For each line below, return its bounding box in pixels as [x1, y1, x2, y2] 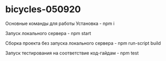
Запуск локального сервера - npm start [5, 30, 91, 36]
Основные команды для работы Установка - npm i [5, 20, 115, 26]
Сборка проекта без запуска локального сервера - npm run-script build [5, 40, 161, 46]
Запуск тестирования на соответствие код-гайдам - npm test [5, 50, 139, 56]
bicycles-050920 [5, 4, 81, 15]
